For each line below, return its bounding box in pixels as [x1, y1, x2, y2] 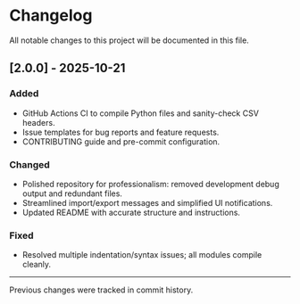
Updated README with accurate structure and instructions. [21, 207, 241, 218]
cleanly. [21, 259, 52, 270]
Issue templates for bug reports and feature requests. [21, 127, 220, 137]
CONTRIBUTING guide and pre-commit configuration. [21, 136, 221, 147]
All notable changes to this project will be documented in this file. [9, 35, 250, 45]
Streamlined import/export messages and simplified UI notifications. [21, 197, 273, 208]
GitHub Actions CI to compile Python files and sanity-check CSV [21, 108, 259, 119]
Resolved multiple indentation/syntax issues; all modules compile [21, 250, 262, 260]
